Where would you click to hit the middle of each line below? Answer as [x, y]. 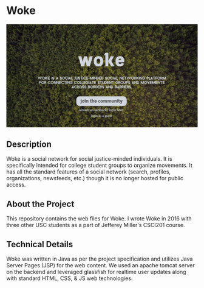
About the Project [40, 204]
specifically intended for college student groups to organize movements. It [100, 166]
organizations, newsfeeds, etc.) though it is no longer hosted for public [95, 178]
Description [29, 145]
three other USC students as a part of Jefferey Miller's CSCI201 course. [96, 225]
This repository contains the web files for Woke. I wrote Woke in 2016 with [99, 219]
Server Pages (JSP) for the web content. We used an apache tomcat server [100, 265]
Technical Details [40, 244]
